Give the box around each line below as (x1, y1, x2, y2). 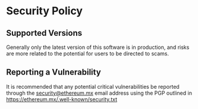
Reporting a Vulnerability (6, 67, 101, 77)
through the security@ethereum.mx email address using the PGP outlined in (6, 89, 192, 96)
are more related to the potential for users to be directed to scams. (6, 50, 169, 57)
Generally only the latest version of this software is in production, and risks (6, 43, 190, 51)
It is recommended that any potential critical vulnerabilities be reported (6, 83, 180, 90)
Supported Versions (6, 28, 82, 38)
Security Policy (6, 4, 83, 18)
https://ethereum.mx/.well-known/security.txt (6, 95, 118, 102)
